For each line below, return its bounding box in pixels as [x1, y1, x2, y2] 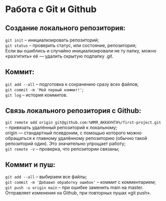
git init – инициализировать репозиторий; [5, 37, 99, 43]
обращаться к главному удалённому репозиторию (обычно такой [5, 135, 147, 141]
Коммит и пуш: [5, 161, 56, 169]
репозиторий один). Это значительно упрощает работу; [5, 140, 126, 146]
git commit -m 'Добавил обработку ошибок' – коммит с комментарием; [5, 179, 156, 185]
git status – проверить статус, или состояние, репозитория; [5, 42, 137, 48]
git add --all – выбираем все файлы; [5, 174, 87, 180]
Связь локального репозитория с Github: [5, 107, 141, 115]
